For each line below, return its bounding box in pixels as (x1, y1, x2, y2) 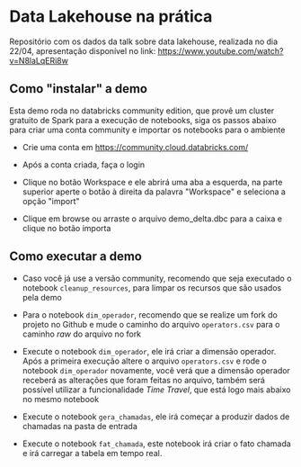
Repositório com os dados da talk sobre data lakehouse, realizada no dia (9, 36, 279, 47)
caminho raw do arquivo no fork (22, 328, 142, 339)
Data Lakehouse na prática (9, 6, 213, 27)
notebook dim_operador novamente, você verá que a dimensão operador (22, 364, 290, 375)
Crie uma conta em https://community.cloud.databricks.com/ (22, 141, 249, 152)
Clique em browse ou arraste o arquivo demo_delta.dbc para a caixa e (22, 213, 283, 224)
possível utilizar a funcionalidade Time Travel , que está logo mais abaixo (22, 384, 291, 395)
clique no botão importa (22, 222, 111, 233)
